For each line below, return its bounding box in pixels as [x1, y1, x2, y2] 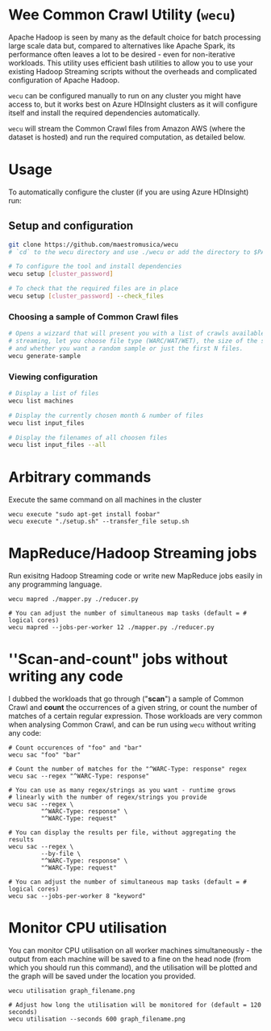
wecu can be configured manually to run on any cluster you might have [8, 90, 242, 100]
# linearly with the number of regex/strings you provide [8, 793, 207, 802]
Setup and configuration [8, 219, 134, 233]
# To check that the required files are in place [8, 285, 179, 293]
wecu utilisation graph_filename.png [8, 987, 135, 996]
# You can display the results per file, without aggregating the [8, 829, 236, 837]
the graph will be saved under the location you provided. [8, 971, 196, 981]
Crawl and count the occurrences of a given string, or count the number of [8, 703, 258, 712]
